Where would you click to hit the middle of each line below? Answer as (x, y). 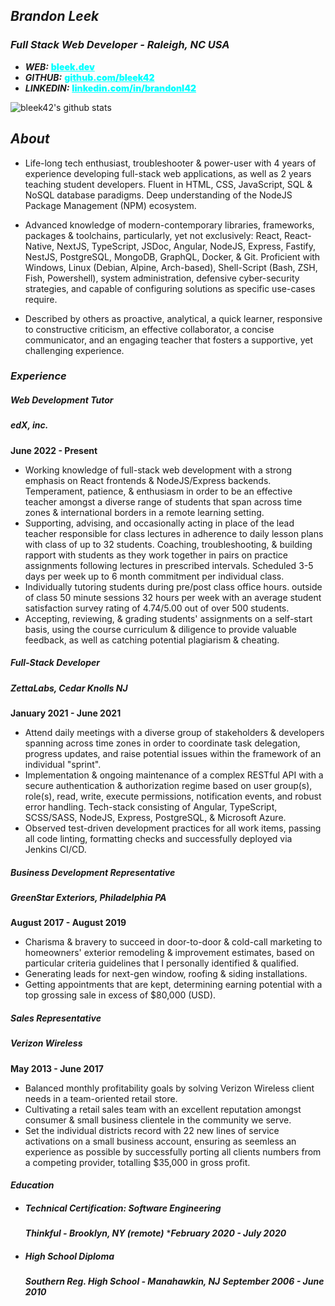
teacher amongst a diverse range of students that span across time (163, 501)
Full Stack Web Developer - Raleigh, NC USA (120, 45)
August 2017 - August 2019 (68, 923)
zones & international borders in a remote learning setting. (144, 512)
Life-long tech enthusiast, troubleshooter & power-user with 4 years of (170, 163)
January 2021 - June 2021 (66, 713)
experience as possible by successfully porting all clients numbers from (173, 1151)
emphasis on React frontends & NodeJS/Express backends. (148, 480)
